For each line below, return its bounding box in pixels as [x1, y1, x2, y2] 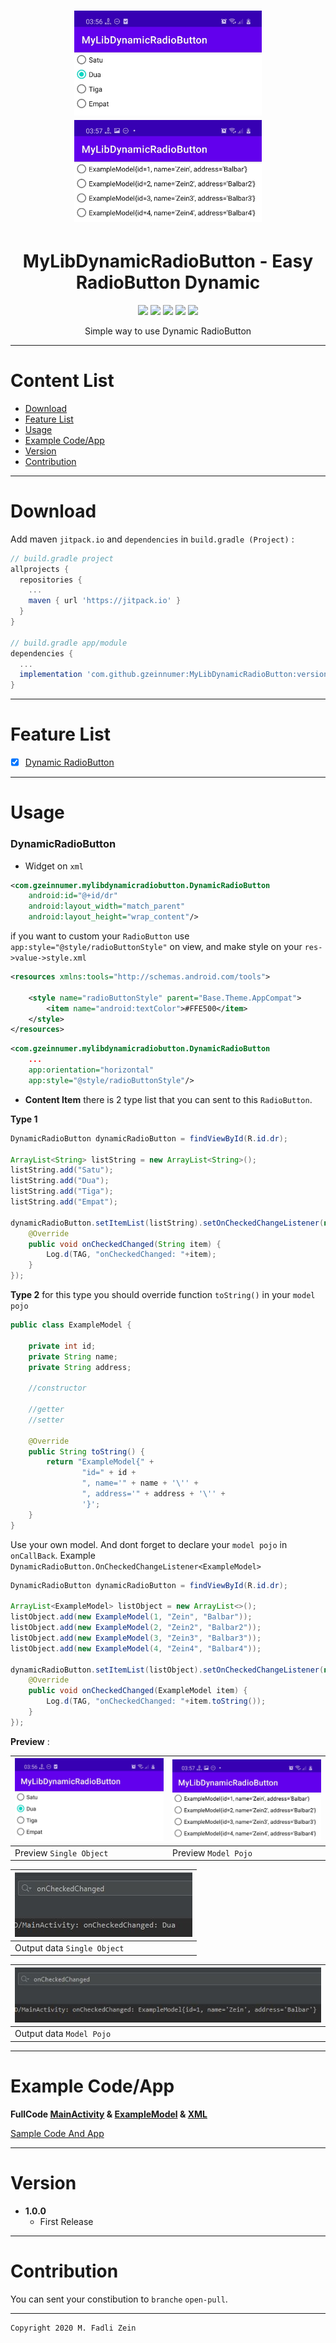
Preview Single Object [14, 1846, 109, 1859]
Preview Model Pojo [172, 1846, 253, 1859]
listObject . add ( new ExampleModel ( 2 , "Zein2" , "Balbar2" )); [10, 1623, 262, 1633]
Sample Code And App [10, 2127, 105, 2139]
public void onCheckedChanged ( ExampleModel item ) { [28, 1686, 248, 1696]
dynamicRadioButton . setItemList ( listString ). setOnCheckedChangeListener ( [10, 1218, 325, 1228]
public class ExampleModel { [10, 1320, 132, 1330]
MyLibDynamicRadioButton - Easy [22, 250, 314, 273]
